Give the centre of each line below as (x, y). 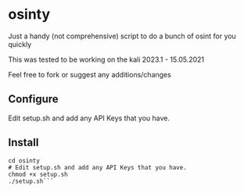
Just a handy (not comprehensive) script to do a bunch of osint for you (122, 36)
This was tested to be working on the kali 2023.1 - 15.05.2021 (106, 59)
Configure (33, 99)
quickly (20, 44)
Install (23, 143)
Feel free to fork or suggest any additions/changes (90, 74)
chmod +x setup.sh (38, 174)
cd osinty (24, 161)
